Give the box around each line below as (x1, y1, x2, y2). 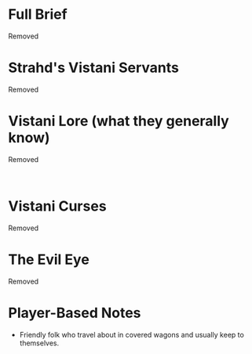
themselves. (19, 338, 60, 348)
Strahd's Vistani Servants (8, 59, 179, 77)
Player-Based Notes (8, 304, 141, 322)
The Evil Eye (8, 251, 90, 268)
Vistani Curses (8, 197, 108, 215)
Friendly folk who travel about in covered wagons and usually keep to (19, 330, 245, 339)
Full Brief (8, 5, 68, 23)
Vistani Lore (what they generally (8, 112, 229, 130)
